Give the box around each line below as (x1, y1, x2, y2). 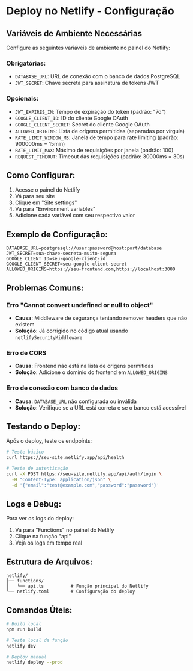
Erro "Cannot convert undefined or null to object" (6, 301, 153, 309)
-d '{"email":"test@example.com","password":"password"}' (11, 482, 160, 488)
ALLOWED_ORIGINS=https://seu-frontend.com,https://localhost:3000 (6, 266, 176, 272)
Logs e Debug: (6, 499, 62, 509)
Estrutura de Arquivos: (6, 557, 93, 567)
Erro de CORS (6, 348, 47, 357)
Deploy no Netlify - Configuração (6, 4, 175, 18)
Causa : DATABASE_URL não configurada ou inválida (14, 398, 137, 405)
